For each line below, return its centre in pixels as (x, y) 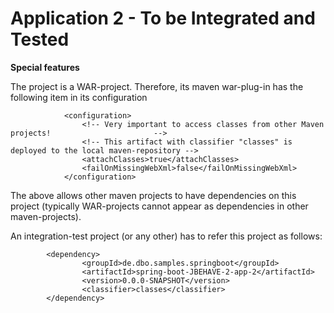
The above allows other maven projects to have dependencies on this (153, 195)
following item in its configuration (79, 97)
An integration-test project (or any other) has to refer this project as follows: (166, 236)
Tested (40, 39)
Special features (45, 67)
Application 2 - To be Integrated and (163, 18)
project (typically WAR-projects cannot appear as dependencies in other (159, 206)
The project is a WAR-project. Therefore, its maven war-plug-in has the (157, 86)
